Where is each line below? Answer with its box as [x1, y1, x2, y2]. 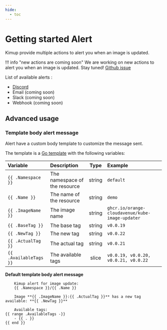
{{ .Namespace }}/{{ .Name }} [14, 286, 77, 291]
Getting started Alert [5, 33, 92, 45]
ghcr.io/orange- [107, 205, 146, 211]
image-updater [107, 215, 141, 221]
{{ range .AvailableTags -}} [5, 312, 66, 317]
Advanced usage [5, 114, 59, 122]
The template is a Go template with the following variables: [5, 150, 125, 156]
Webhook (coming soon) [12, 100, 63, 106]
